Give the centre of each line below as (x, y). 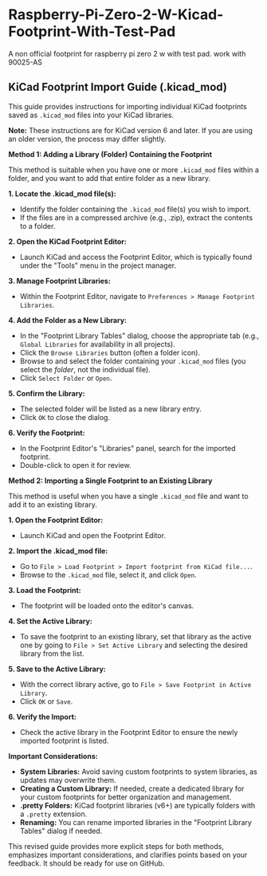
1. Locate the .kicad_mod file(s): (63, 194)
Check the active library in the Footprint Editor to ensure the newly (129, 732)
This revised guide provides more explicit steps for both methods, (116, 846)
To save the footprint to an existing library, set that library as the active (135, 636)
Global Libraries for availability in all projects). (97, 344)
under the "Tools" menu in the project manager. (98, 265)
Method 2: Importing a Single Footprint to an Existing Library (110, 481)
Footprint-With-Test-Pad (92, 31)
